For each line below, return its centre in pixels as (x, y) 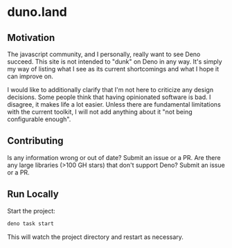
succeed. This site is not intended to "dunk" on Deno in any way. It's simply (115, 62)
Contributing (35, 141)
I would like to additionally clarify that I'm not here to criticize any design (110, 90)
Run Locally (33, 194)
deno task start (30, 223)
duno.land (37, 12)
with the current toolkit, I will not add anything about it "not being (100, 112)
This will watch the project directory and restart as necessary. (95, 237)
